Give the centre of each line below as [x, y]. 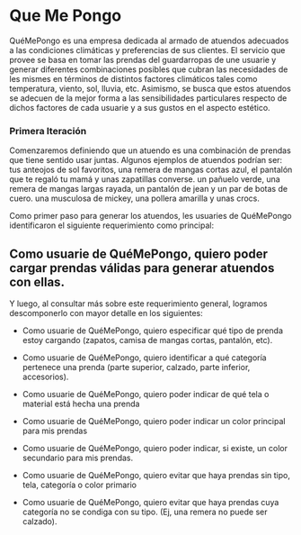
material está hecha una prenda [81, 404]
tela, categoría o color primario [80, 485]
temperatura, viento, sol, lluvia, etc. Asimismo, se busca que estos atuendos [150, 88]
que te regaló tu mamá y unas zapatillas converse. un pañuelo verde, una [145, 179]
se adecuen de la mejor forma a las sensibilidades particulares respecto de [148, 98]
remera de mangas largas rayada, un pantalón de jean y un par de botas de [149, 189]
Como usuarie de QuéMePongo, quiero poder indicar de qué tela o [146, 394]
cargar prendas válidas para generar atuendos [142, 268]
